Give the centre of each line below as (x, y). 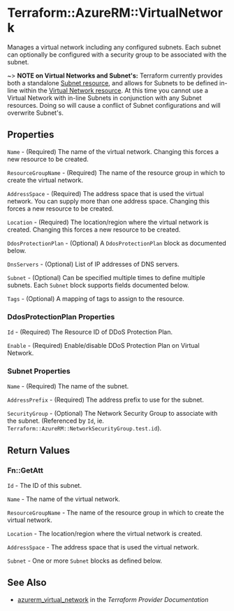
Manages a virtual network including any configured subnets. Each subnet (114, 47)
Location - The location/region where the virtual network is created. (105, 534)
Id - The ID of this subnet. (45, 486)
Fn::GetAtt (25, 470)
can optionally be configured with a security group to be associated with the (117, 55)
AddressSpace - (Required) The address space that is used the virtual (105, 193)
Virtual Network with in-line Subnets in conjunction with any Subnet (104, 98)
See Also (27, 583)
